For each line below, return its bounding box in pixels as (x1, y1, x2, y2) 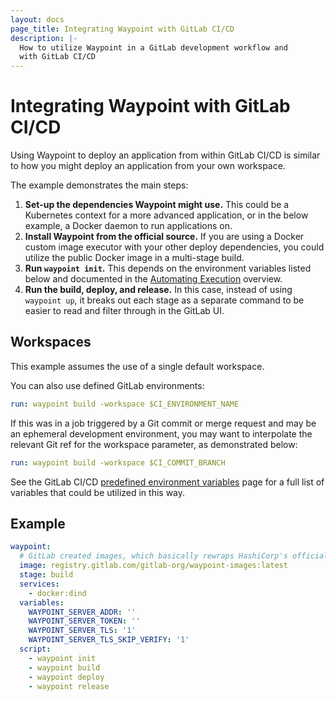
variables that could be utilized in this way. (10, 486, 186, 498)
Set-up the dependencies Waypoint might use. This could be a (24, 199, 290, 211)
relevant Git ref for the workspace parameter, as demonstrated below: (10, 438, 298, 450)
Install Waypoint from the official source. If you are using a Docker (24, 231, 305, 243)
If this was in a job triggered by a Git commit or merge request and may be (10, 417, 317, 429)
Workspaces (10, 334, 92, 351)
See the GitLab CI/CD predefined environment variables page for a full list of (10, 476, 325, 488)
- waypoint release (28, 681, 110, 691)
